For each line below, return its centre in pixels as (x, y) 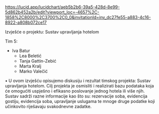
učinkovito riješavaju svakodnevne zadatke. (48, 106)
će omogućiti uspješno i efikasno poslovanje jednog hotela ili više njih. (75, 91)
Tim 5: (11, 41)
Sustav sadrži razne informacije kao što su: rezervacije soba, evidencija (76, 96)
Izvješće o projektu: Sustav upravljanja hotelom (52, 32)
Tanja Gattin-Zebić (38, 61)
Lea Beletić (30, 56)
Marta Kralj (30, 66)
